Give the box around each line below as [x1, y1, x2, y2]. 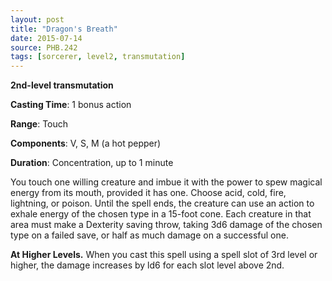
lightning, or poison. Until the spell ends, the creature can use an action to [10, 197, 315, 210]
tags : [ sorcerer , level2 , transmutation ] [10, 52, 186, 62]
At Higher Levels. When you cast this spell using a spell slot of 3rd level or [10, 249, 318, 261]
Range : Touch [10, 118, 69, 130]
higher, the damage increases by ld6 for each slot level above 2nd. [10, 259, 285, 271]
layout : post [10, 14, 65, 25]
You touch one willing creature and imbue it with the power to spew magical [10, 176, 323, 188]
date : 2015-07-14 [10, 33, 83, 43]
